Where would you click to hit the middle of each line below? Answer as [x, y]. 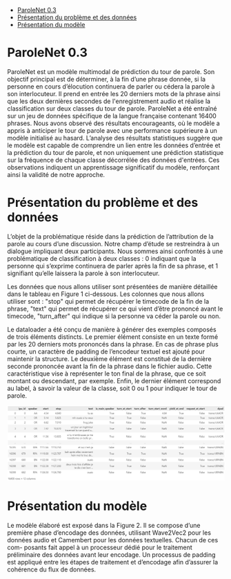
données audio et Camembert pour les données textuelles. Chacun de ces [113, 540]
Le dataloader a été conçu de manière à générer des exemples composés [112, 329]
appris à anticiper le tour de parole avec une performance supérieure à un [112, 130]
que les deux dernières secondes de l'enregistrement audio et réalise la [109, 101]
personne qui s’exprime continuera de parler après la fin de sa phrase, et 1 [113, 266]
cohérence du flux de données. [52, 569]
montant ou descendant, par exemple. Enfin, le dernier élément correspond [114, 380]
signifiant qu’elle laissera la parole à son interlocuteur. [83, 273]
